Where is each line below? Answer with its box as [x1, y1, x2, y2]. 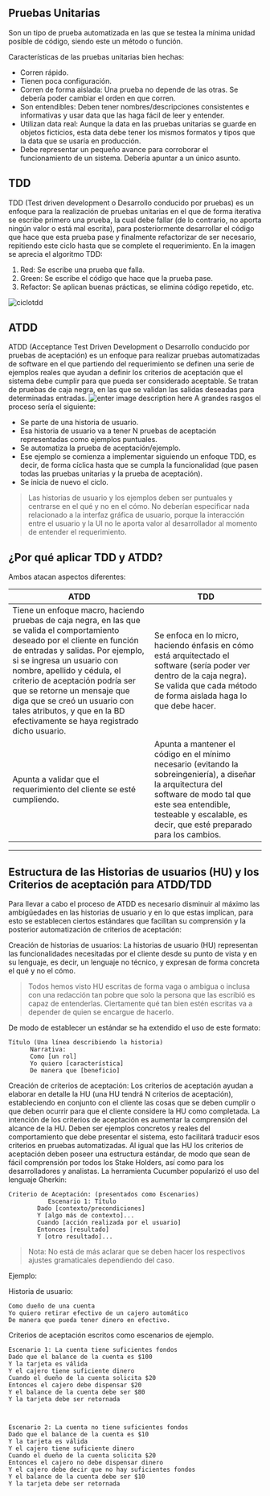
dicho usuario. [12, 725, 67, 737]
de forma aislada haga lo [153, 690, 247, 701]
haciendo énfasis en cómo [153, 640, 255, 651]
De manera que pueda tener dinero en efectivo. [8, 1316, 171, 1324]
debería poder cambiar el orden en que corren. [19, 93, 176, 103]
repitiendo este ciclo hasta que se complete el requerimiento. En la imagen [8, 241, 256, 250]
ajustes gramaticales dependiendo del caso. [27, 1255, 175, 1265]
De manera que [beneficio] [29, 1067, 121, 1075]
